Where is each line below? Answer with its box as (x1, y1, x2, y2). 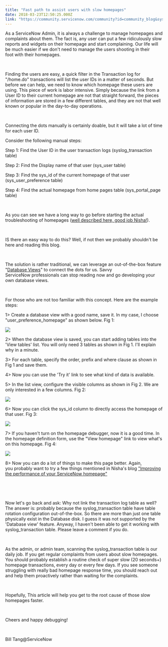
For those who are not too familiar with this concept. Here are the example (5, 297, 158, 303)
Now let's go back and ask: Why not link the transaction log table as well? (5, 500, 157, 506)
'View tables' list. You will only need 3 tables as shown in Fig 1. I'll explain (5, 342, 156, 348)
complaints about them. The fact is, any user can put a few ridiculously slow (5, 36, 162, 42)
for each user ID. (5, 128, 40, 134)
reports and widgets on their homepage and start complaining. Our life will (5, 41, 158, 47)
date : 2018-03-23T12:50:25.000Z (5, 12, 72, 17)
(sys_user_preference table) (5, 178, 63, 184)
